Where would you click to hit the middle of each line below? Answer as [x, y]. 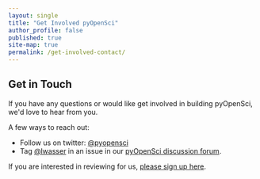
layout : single [33, 15]
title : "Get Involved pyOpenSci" [63, 23]
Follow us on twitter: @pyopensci [74, 143]
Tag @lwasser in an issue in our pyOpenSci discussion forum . [120, 150]
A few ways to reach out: [49, 127]
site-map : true [33, 45]
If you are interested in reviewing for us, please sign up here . [107, 166]
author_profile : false [46, 30]
